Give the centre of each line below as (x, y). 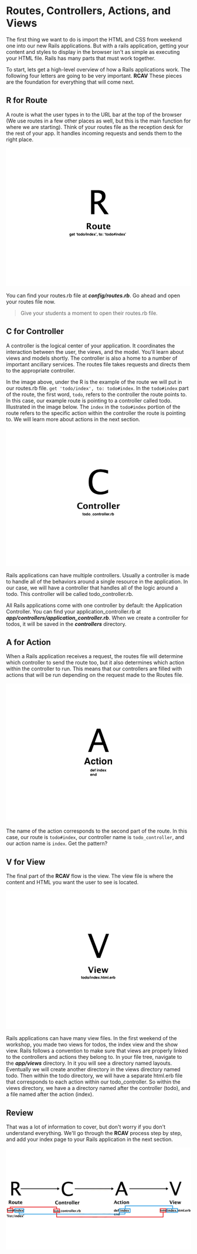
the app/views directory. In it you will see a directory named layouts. (89, 1063)
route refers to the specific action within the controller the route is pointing (96, 413)
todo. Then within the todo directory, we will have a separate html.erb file (94, 1076)
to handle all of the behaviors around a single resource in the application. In (97, 581)
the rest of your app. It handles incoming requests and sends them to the (94, 133)
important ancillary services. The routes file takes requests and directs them (98, 364)
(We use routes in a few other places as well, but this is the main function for (98, 121)
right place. (20, 139)
